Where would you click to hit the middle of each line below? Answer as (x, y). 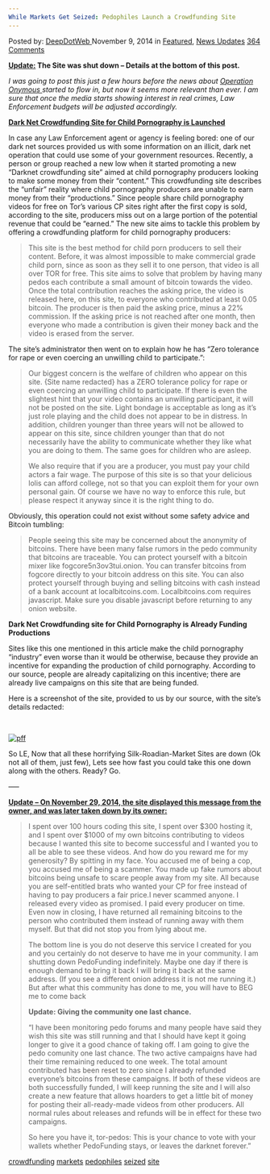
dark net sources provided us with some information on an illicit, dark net (130, 146)
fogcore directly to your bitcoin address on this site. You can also (136, 574)
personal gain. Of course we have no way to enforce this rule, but (137, 491)
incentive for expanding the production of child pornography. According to (132, 665)
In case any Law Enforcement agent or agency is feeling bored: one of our (132, 138)
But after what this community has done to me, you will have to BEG (141, 987)
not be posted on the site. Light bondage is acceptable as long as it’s (142, 407)
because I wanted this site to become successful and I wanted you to (143, 843)
